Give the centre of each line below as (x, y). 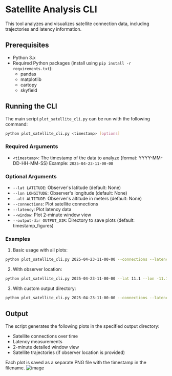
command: (17, 124)
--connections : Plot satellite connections (55, 204)
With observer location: (37, 269)
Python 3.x (24, 57)
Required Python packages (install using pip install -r (72, 63)
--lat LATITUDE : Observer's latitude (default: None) (67, 187)
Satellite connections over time (45, 336)
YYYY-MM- (150, 158)
